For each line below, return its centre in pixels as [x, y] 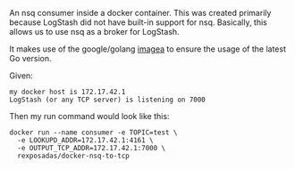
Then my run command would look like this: [89, 116]
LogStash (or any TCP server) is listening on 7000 [107, 100]
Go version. [30, 58]
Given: [21, 76]
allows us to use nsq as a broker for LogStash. [95, 32]
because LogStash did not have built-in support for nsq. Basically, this [139, 22]
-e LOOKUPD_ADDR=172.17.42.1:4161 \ [85, 141]
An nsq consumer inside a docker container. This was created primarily [140, 13]
